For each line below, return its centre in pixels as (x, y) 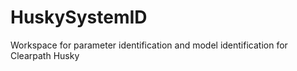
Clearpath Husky (45, 55)
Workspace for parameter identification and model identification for (149, 45)
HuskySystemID (79, 17)
